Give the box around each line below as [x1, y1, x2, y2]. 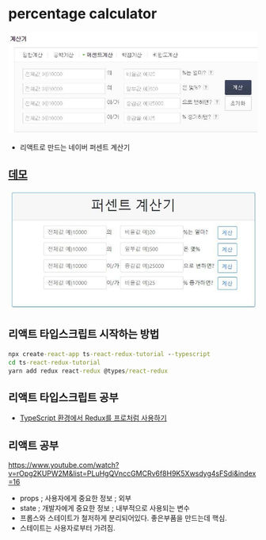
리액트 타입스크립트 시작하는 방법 [8, 327, 160, 341]
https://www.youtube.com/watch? [8, 461, 120, 470]
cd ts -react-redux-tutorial [8, 358, 101, 366]
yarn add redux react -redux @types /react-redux [8, 366, 169, 375]
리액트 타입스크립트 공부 [8, 390, 119, 404]
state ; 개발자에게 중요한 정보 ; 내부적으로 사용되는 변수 [19, 504, 190, 513]
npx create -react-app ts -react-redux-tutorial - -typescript [8, 350, 211, 358]
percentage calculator [8, 5, 158, 23]
